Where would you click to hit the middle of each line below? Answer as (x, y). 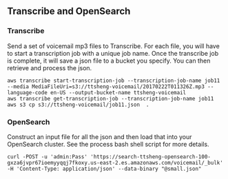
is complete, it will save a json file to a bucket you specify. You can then (109, 61)
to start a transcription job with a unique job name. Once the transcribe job (113, 53)
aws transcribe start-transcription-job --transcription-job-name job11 (114, 81)
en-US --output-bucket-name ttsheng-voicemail (118, 92)
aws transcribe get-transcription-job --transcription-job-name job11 (111, 98)
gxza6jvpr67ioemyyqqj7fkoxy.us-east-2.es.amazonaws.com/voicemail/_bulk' (115, 162)
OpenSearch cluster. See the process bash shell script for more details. (108, 144)
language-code (28, 92)
